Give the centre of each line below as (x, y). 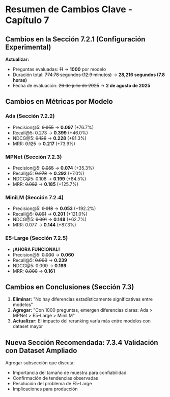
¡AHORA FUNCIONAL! (36, 249)
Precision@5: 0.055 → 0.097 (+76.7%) (53, 127)
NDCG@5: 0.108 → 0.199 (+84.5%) (49, 179)
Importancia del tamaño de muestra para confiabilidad (69, 373)
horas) (20, 80)
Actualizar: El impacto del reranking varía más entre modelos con (82, 321)
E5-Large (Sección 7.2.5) (37, 238)
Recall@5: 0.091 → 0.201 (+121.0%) (50, 214)
